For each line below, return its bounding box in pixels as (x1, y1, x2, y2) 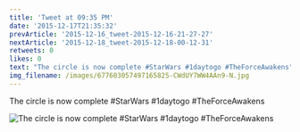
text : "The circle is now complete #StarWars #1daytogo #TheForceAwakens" (9, 63, 294, 72)
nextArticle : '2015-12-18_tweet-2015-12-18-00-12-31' (9, 37, 214, 47)
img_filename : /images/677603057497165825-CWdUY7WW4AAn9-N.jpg (9, 71, 250, 80)
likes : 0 (9, 54, 42, 63)
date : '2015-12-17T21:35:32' (9, 21, 118, 30)
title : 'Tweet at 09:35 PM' (9, 12, 114, 22)
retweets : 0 (9, 46, 54, 55)
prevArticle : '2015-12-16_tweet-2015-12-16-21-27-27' (9, 29, 214, 38)
